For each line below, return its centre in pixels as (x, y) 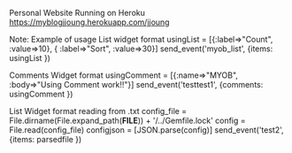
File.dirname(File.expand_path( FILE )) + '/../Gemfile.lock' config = (127, 120)
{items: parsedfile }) (46, 139)
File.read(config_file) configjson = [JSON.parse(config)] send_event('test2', (147, 130)
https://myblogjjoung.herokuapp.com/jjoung (89, 22)
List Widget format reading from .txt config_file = (98, 111)
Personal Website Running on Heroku (77, 13)
